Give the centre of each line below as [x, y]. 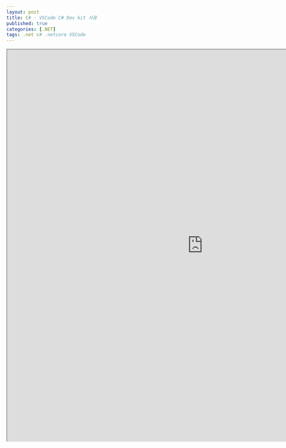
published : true [27, 23]
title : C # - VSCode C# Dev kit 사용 [52, 18]
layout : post [23, 12]
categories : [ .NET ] [31, 29]
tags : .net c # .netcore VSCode [46, 35]
